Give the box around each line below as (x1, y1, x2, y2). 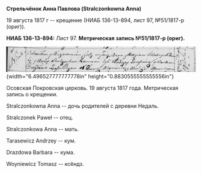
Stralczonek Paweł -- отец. (6, 114, 73, 122)
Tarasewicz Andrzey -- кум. (6, 137, 76, 144)
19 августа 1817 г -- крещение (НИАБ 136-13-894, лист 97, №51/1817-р (6, 17, 185, 23)
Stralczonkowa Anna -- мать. (6, 126, 79, 133)
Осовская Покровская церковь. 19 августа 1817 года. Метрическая (6, 84, 179, 92)
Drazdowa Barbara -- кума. (6, 149, 75, 156)
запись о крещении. (6, 91, 58, 98)
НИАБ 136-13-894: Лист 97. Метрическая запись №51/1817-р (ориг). (6, 35, 185, 41)
